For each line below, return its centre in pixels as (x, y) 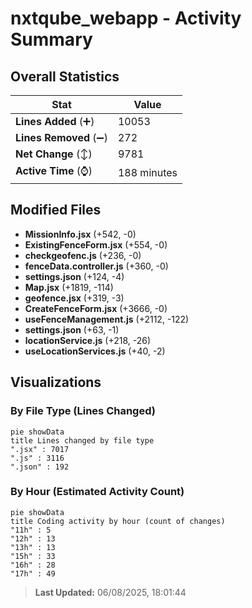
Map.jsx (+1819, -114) (69, 287)
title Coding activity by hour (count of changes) (118, 521)
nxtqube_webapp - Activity (126, 18)
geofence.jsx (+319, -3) (74, 298)
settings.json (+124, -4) (74, 276)
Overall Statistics (65, 76)
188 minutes (147, 172)
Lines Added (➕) (55, 121)
